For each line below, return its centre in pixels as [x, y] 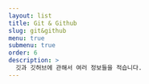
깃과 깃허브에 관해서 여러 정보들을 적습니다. [79, 68]
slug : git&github [37, 30]
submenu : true [32, 46]
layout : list [30, 16]
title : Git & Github [43, 23]
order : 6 [23, 53]
